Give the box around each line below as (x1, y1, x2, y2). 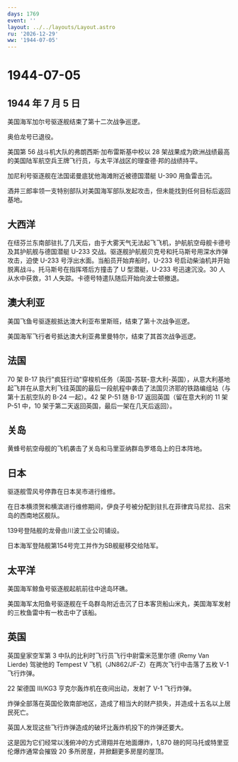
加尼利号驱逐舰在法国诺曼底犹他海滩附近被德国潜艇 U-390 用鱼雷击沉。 (7, 172, 216, 180)
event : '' (7, 17, 37, 24)
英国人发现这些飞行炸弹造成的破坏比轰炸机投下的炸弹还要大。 (7, 723, 188, 731)
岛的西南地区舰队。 (7, 512, 64, 520)
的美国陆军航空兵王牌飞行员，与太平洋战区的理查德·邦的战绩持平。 (7, 157, 202, 165)
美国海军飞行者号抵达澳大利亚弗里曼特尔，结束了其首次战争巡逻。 (7, 331, 200, 341)
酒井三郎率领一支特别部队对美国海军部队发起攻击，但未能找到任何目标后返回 (7, 187, 231, 195)
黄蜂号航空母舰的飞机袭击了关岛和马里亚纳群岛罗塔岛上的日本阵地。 (7, 444, 206, 453)
